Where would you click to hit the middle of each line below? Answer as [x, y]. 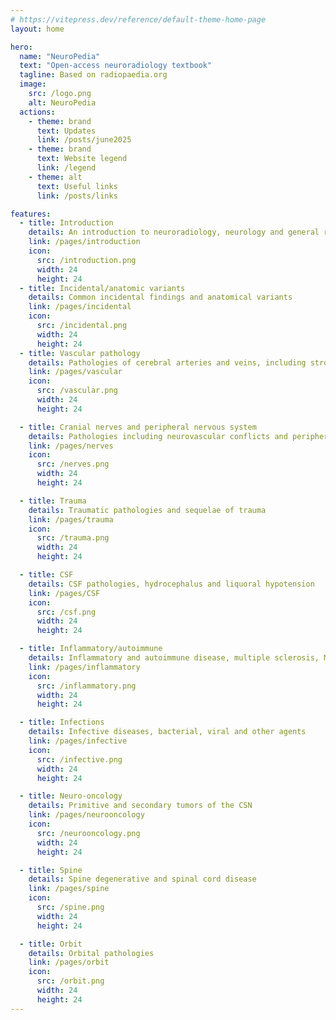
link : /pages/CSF [64, 593]
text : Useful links [77, 186]
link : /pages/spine [69, 889]
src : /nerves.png [73, 464]
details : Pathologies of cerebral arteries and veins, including [167, 362]
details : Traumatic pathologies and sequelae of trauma [147, 510]
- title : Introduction [66, 223]
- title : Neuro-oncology [71, 796]
